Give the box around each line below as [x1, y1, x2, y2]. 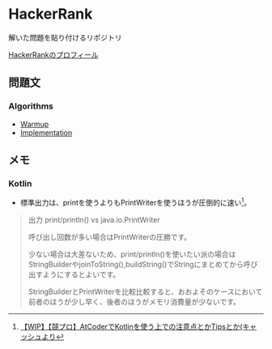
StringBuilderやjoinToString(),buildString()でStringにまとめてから [28, 259, 244, 269]
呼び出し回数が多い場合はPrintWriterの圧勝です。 [28, 232, 192, 241]
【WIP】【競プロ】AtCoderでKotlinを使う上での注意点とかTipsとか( [19, 321, 243, 331]
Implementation [19, 127, 73, 138]
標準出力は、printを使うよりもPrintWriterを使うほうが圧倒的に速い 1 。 [19, 196, 251, 207]
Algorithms [8, 100, 54, 112]
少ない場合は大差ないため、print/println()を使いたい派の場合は [28, 249, 236, 259]
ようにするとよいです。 [42, 269, 121, 279]
